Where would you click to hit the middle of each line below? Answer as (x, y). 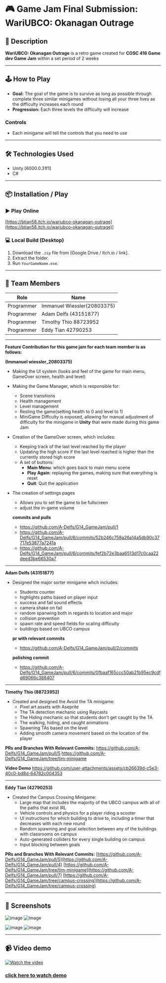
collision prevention (40, 618)
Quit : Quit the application (53, 483)
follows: (14, 352)
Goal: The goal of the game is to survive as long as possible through (82, 94)
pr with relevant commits (39, 638)
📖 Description (26, 41)
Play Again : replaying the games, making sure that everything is (92, 472)
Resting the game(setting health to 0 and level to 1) (71, 412)
